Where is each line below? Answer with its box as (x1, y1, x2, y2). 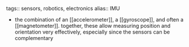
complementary (14, 35, 54, 41)
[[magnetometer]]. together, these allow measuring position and (14, 23, 171, 29)
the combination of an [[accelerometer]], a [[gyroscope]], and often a (14, 16, 184, 23)
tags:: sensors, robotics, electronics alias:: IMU (6, 5, 120, 12)
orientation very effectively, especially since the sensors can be (14, 28, 170, 35)
